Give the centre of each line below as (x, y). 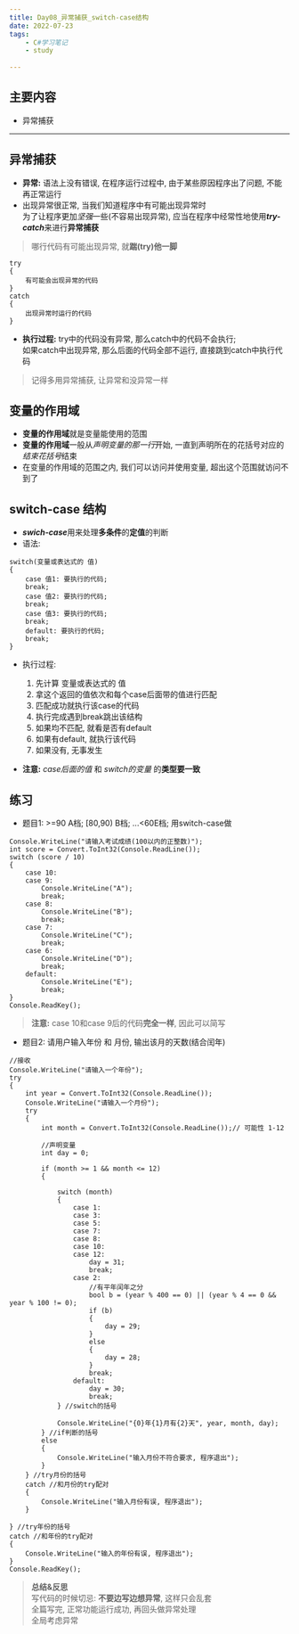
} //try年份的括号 (40, 1527)
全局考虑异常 (54, 1621)
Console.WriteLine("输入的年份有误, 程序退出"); (109, 1554)
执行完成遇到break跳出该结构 (89, 717)
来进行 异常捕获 (72, 227)
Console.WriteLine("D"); (87, 959)
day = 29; (123, 1326)
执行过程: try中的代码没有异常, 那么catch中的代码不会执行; (129, 339)
